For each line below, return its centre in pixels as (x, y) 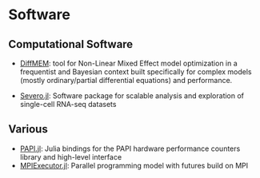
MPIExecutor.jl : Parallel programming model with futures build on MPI (134, 165)
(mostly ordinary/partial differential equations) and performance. (126, 80)
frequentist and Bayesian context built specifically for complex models (136, 72)
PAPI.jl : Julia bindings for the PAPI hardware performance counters (130, 148)
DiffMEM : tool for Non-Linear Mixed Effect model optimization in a (128, 63)
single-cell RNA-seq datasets (68, 104)
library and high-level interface (71, 156)
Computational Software (71, 44)
